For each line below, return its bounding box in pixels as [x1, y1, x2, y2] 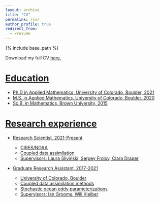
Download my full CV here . [5, 55, 61, 61]
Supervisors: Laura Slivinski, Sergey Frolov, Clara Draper [20, 155, 139, 161]
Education [5, 73, 49, 84]
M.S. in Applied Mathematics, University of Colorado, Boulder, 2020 [12, 94, 155, 100]
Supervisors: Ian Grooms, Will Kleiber [20, 191, 99, 197]
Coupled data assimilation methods [20, 180, 94, 186]
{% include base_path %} [5, 45, 59, 51]
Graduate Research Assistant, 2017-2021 [12, 165, 98, 171]
